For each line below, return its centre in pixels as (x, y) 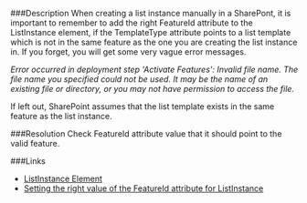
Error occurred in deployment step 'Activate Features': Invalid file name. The (154, 69)
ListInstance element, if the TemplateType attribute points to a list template (151, 32)
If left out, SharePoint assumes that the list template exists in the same (143, 107)
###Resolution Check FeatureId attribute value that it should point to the (146, 134)
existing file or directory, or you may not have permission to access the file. (153, 89)
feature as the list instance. (61, 116)
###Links (28, 161)
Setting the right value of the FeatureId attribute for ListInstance (143, 188)
